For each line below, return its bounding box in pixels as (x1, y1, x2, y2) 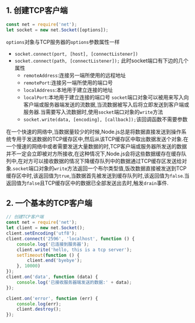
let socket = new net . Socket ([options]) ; (6, 27, 109, 33)
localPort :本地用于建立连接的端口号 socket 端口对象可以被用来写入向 (23, 93, 189, 101)
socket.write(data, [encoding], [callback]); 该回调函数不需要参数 (23, 115, 188, 123)
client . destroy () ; (16, 307, 61, 312)
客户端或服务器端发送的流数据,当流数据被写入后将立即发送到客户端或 (23, 101, 189, 108)
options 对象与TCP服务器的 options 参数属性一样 (6, 38, 120, 45)
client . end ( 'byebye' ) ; (27, 257, 83, 264)
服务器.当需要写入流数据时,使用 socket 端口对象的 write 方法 (23, 108, 163, 115)
